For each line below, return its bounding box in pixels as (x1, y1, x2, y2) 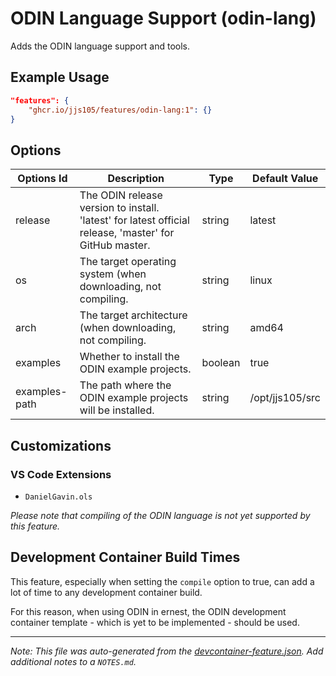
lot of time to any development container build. (10, 586, 203, 598)
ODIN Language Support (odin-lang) (10, 7, 317, 30)
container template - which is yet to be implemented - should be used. (10, 616, 300, 628)
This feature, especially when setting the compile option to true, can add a (10, 575, 315, 587)
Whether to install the (79, 350, 180, 364)
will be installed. (79, 403, 155, 417)
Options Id (17, 172, 68, 186)
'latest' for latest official (79, 213, 190, 227)
